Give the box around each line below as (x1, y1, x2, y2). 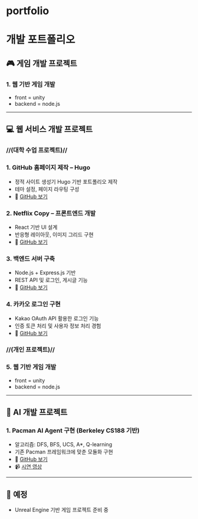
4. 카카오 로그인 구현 (6, 300, 61, 309)
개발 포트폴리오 (6, 33, 75, 47)
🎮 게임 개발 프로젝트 (6, 58, 78, 69)
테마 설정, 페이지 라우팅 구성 (14, 185, 80, 193)
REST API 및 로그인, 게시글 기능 (14, 277, 88, 284)
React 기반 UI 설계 (14, 223, 58, 231)
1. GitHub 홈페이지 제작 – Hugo (6, 164, 91, 172)
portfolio (6, 4, 49, 18)
